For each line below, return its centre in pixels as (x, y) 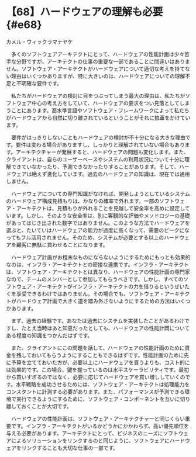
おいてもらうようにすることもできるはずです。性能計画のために (108, 355)
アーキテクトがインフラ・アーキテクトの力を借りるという (105, 286)
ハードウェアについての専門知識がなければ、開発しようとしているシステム (100, 193)
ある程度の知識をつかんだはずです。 (49, 335)
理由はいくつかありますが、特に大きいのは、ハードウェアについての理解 (98, 76)
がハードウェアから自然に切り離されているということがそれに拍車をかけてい (98, 117)
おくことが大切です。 (47, 406)
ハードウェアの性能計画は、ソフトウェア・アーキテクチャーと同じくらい (98, 418)
